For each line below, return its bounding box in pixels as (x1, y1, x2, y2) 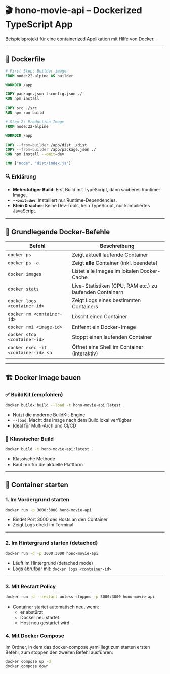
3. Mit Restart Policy (5, 583, 56, 590)
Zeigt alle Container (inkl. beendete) (71, 260, 158, 267)
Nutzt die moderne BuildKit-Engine (12, 412, 86, 418)
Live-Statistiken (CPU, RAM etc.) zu (71, 282, 158, 290)
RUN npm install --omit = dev (5, 152, 65, 157)
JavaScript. (12, 208, 37, 214)
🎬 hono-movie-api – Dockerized (5, 5, 143, 16)
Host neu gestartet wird (20, 620, 70, 626)
